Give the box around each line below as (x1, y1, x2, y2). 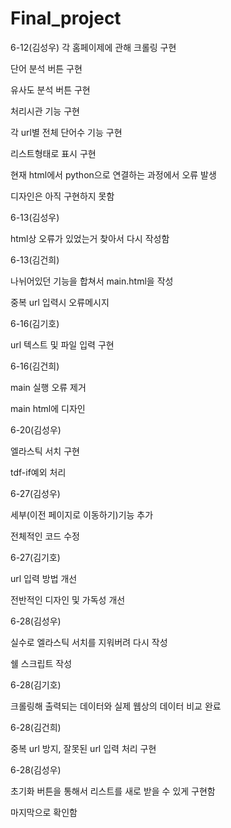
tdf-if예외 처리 (10, 466, 67, 478)
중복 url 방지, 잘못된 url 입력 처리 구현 (10, 742, 157, 754)
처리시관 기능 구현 (10, 105, 80, 117)
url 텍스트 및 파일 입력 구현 (10, 338, 115, 351)
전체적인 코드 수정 (10, 530, 80, 542)
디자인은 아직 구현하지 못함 (10, 190, 115, 202)
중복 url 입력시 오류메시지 (10, 296, 110, 308)
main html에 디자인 (10, 402, 86, 414)
